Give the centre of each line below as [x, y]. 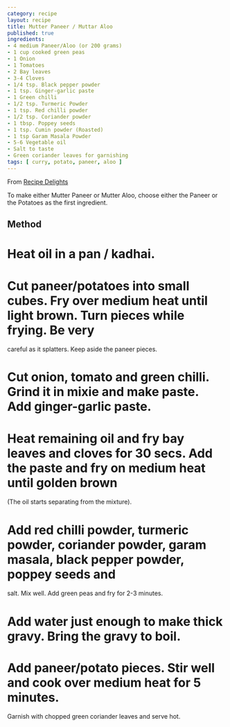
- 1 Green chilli [32, 98]
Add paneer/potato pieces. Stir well [111, 668]
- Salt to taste [30, 149]
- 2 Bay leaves [29, 71]
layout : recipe [29, 20]
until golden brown [62, 482]
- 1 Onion [21, 59]
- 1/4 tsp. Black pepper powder [54, 85]
